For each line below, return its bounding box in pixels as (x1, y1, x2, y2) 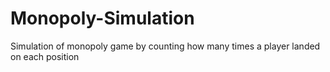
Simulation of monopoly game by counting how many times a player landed (10, 40, 321, 52)
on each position (10, 50, 80, 62)
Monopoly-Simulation (10, 7, 195, 30)
